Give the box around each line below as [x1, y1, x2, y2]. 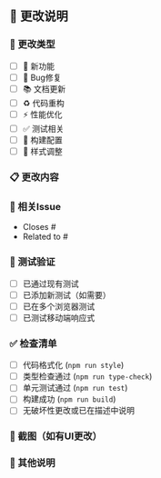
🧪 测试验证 [9, 255, 56, 268]
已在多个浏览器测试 [22, 301, 96, 312]
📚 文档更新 [22, 83, 66, 94]
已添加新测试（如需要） [22, 289, 111, 300]
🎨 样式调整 [22, 146, 63, 156]
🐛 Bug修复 [22, 72, 62, 83]
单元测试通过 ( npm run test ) [22, 383, 128, 393]
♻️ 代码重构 [22, 97, 65, 108]
